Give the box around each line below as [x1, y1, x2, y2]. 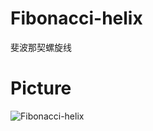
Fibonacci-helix [10, 7, 143, 30]
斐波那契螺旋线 [10, 41, 72, 53]
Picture [10, 77, 72, 100]
